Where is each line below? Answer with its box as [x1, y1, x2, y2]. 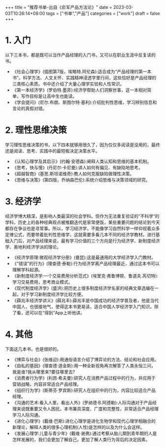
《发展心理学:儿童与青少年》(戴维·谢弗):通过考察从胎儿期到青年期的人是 [12, 430, 157, 436]
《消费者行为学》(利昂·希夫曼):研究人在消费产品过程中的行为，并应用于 [12, 375, 156, 381]
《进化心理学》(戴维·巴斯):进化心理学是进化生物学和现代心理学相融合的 [12, 418, 156, 424]
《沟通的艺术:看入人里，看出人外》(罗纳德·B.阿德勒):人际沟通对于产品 [12, 399, 153, 405]
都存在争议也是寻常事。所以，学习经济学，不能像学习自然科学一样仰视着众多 [5, 225, 160, 231]
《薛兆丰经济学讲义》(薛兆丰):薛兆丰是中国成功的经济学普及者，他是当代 [12, 297, 159, 303]
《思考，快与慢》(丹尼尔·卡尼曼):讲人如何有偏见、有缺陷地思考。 [12, 164, 143, 170]
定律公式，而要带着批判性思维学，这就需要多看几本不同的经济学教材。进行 [5, 231, 156, 237]
